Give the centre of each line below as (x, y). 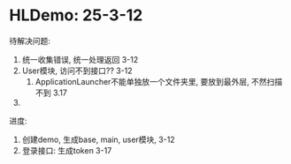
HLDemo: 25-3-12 (76, 15)
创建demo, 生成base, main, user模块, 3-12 (98, 139)
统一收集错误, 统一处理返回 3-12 (80, 59)
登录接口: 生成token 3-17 (67, 150)
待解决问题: (30, 41)
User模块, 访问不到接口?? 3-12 (77, 71)
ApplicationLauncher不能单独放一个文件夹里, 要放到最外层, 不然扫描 (159, 81)
